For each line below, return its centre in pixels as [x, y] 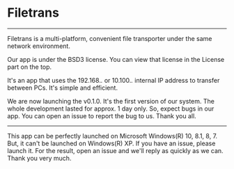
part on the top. [30, 67]
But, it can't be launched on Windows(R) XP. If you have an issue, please [111, 143]
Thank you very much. [39, 158]
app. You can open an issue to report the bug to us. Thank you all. [102, 115]
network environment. [39, 46]
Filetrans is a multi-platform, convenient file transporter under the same [110, 38]
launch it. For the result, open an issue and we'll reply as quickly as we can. [116, 150]
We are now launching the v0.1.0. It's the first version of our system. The [111, 101]
